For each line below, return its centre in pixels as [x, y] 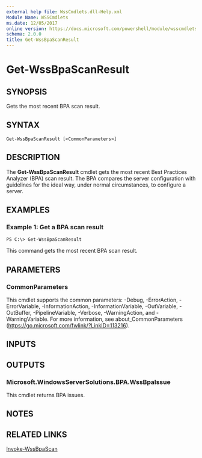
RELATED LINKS [37, 434]
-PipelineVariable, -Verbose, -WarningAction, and [94, 313]
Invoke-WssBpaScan [32, 449]
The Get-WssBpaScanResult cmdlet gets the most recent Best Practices [97, 172]
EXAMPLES [28, 210]
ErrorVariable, [23, 306]
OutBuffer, [19, 313]
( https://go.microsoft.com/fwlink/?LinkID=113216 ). [68, 325]
